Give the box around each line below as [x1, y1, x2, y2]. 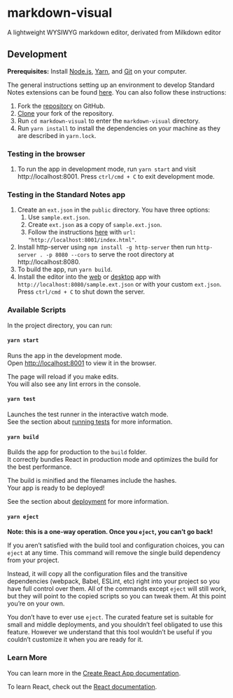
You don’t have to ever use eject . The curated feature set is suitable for [7, 613, 213, 622]
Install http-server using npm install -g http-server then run [17, 243, 196, 252]
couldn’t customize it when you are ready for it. [7, 636, 143, 644]
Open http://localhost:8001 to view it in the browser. [7, 359, 157, 367]
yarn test [7, 396, 36, 403]
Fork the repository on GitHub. [17, 102, 106, 110]
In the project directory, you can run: [7, 321, 113, 329]
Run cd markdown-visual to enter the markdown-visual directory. [17, 116, 201, 125]
